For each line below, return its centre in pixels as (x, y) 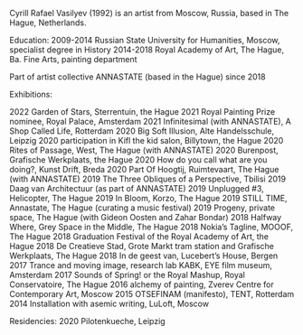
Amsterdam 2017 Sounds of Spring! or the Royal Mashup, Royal (128, 275)
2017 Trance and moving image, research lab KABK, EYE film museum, (141, 265)
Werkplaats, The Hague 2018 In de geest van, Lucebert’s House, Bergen (144, 256)
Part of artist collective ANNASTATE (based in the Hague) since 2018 (137, 77)
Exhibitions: (31, 94)
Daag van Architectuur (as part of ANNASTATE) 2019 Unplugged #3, (137, 188)
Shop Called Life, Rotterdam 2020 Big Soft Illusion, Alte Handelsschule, (142, 131)
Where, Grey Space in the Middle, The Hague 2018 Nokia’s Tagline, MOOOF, (151, 227)
